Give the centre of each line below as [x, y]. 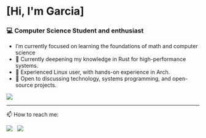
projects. [45, 85]
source [24, 85]
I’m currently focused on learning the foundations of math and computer [106, 46]
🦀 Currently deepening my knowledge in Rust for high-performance [101, 59]
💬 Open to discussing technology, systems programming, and [93, 79]
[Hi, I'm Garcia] [45, 11]
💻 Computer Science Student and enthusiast [75, 31]
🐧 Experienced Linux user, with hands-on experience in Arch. [93, 72]
